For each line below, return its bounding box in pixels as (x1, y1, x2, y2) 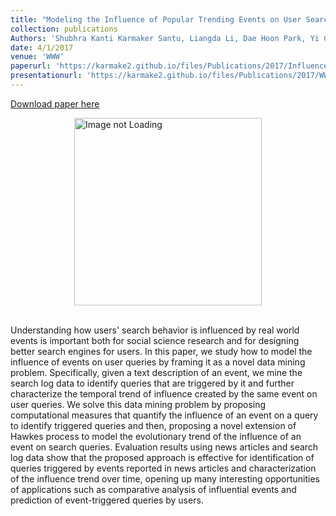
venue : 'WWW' (10, 52, 65, 62)
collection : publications (10, 24, 118, 34)
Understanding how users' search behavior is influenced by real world (10, 324, 300, 336)
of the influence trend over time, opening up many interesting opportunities (10, 472, 320, 485)
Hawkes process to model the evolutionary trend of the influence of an (10, 430, 302, 442)
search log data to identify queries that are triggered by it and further (10, 377, 295, 389)
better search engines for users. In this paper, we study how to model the (10, 345, 313, 357)
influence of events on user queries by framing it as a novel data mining (10, 356, 306, 368)
